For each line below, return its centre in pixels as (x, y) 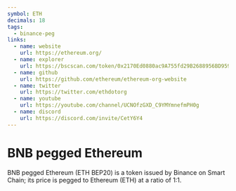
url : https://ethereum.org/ (61, 53)
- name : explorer (39, 60)
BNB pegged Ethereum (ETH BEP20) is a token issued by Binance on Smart (116, 172)
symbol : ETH (25, 14)
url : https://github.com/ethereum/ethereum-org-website (104, 79)
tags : (15, 27)
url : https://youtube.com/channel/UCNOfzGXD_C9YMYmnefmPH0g (110, 105)
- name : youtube (37, 99)
